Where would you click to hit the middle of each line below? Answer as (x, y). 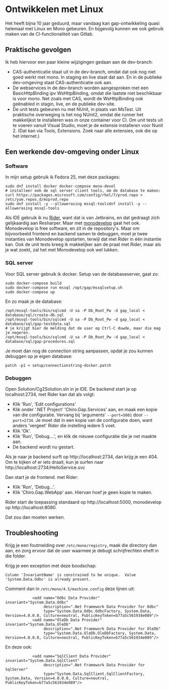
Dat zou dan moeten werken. (35, 517)
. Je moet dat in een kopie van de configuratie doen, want (93, 420)
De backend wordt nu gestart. (44, 447)
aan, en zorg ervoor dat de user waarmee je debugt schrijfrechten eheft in (82, 550)
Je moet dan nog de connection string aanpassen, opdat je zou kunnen (79, 351)
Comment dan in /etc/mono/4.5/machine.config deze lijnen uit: (70, 589)
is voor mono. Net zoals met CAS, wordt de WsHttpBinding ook (78, 98)
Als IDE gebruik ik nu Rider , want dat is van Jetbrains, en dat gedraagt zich (82, 218)
